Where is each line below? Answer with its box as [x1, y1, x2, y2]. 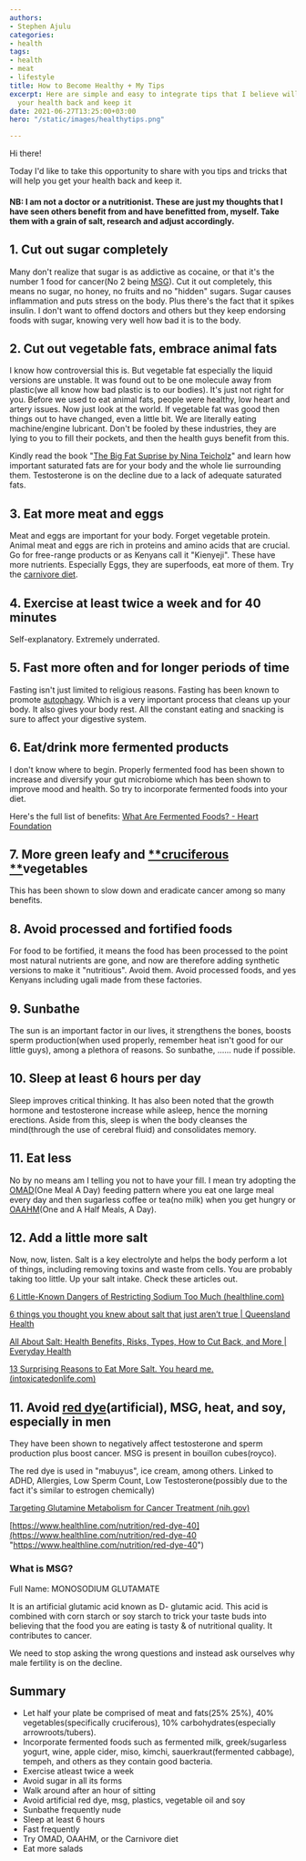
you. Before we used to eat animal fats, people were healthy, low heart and [9, 394, 291, 406]
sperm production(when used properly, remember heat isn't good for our [9, 1035, 284, 1046]
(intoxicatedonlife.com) [9, 1373, 97, 1384]
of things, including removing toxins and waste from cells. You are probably [9, 1264, 293, 1275]
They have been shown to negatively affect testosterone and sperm [9, 1438, 263, 1449]
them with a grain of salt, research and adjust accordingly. [9, 215, 235, 226]
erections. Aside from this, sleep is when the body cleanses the [9, 1114, 248, 1126]
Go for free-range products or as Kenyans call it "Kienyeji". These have [9, 550, 276, 560]
